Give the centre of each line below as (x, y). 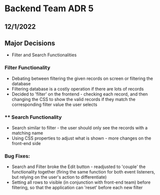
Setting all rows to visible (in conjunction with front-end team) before (81, 182)
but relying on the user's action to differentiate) (59, 177)
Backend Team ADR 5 (49, 9)
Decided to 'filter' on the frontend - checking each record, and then (80, 94)
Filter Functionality (28, 68)
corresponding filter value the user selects (54, 104)
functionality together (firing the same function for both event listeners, (83, 172)
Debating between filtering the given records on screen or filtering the (82, 78)
